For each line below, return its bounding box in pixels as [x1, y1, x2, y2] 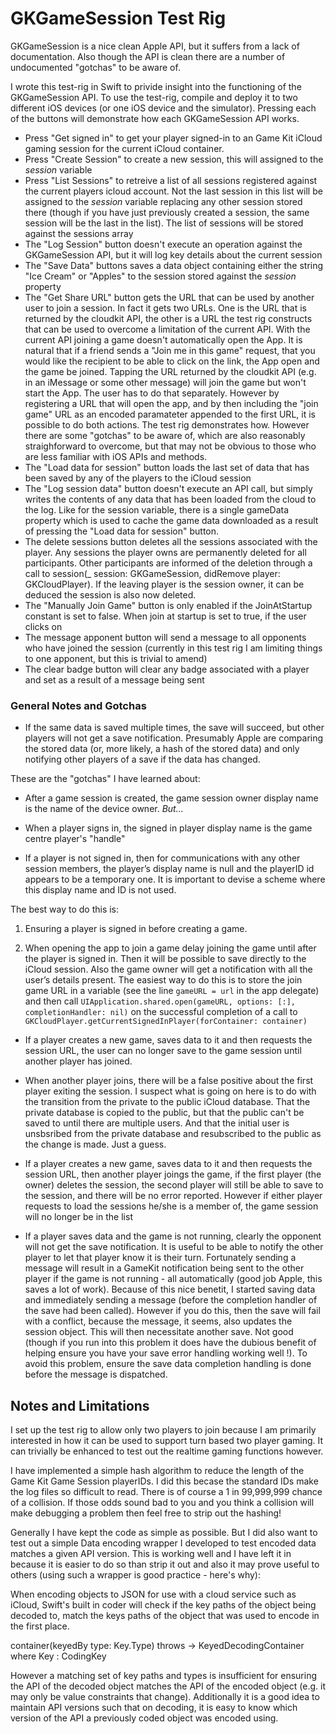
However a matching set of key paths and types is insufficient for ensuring [10, 1670, 317, 1682]
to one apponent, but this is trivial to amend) [24, 652, 208, 664]
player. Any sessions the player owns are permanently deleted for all [24, 546, 307, 558]
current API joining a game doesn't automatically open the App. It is [24, 333, 303, 346]
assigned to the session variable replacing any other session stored [24, 195, 303, 207]
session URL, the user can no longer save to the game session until [24, 1045, 302, 1057]
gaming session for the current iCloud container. [24, 142, 225, 154]
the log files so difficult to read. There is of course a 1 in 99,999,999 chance [10, 1486, 323, 1498]
